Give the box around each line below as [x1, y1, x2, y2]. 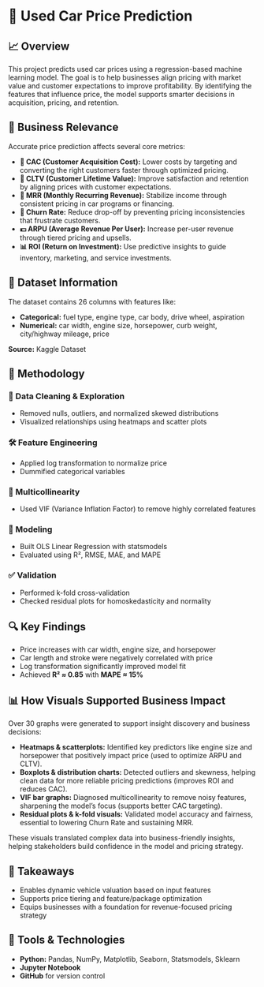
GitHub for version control [19, 970, 106, 981]
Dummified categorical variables [19, 466, 125, 476]
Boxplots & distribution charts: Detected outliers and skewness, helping [19, 768, 256, 777]
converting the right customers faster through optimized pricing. [19, 165, 229, 174]
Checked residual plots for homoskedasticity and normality [19, 596, 211, 606]
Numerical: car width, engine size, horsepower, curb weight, [19, 320, 218, 330]
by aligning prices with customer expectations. [19, 181, 172, 192]
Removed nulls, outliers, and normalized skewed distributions [19, 409, 219, 418]
